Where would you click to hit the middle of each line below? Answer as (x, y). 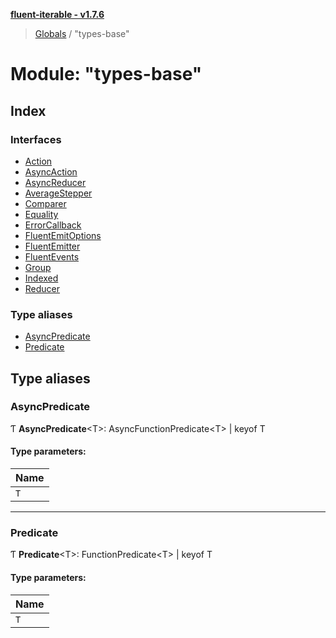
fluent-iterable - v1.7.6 (57, 14)
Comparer (45, 203)
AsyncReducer (55, 182)
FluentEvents (52, 256)
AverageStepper (58, 193)
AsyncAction (51, 171)
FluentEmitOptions (63, 235)
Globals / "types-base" (82, 33)
